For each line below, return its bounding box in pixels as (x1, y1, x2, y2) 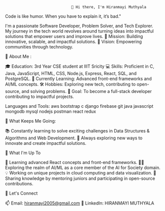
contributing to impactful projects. (5, 94, 74, 99)
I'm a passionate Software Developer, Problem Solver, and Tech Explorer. (5, 23, 154, 29)
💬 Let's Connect (5, 190, 38, 196)
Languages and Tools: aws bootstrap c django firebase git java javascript (5, 103, 154, 109)
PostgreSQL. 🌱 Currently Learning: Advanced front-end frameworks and (5, 76, 152, 82)
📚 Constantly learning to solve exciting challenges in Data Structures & (5, 128, 150, 133)
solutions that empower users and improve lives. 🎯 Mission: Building (5, 34, 143, 39)
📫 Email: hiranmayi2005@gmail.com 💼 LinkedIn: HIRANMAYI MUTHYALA (5, 200, 154, 206)
